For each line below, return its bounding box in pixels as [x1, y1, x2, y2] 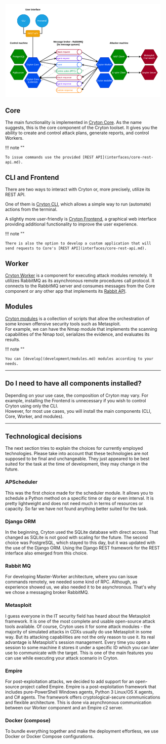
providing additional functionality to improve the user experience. [5, 221, 138, 227]
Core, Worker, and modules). [5, 413, 64, 419]
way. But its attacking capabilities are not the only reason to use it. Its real [5, 634, 155, 640]
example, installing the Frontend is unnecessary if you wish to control [5, 397, 146, 403]
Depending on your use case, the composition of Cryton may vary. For [5, 392, 149, 398]
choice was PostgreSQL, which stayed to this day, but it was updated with [5, 540, 156, 546]
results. [5, 336, 21, 342]
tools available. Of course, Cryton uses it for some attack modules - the [5, 624, 151, 629]
